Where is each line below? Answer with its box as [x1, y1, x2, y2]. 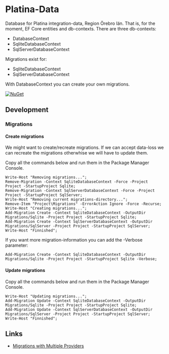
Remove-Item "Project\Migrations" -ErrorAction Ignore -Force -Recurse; [5, 202, 162, 207]
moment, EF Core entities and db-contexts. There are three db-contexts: [5, 25, 157, 31]
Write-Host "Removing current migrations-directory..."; [5, 197, 128, 202]
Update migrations [5, 267, 46, 273]
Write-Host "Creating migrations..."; [5, 206, 87, 211]
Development [5, 105, 49, 114]
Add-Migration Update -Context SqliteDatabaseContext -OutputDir [5, 298, 146, 303]
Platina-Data [5, 4, 59, 15]
